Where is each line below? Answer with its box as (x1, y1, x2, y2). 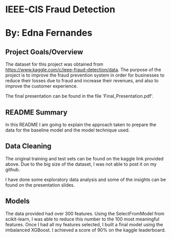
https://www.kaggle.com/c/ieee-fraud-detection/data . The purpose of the (5, 67, 161, 73)
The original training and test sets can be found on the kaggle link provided (5, 155, 164, 161)
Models (5, 197, 30, 206)
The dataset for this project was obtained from (5, 61, 103, 67)
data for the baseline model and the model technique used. (5, 127, 130, 133)
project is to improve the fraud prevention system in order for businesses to (5, 72, 165, 78)
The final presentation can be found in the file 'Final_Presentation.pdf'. (5, 93, 154, 99)
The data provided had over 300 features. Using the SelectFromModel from (5, 210, 165, 216)
